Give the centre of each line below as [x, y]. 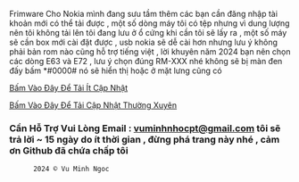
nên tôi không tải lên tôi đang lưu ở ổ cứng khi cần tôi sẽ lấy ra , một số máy [148, 33]
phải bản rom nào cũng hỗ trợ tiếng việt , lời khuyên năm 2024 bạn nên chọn [150, 52]
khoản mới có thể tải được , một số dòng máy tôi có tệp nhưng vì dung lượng [149, 23]
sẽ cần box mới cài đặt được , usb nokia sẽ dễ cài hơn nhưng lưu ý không [144, 42]
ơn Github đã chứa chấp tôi [69, 150]
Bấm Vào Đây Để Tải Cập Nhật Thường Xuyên [93, 105]
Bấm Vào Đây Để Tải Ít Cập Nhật [69, 88]
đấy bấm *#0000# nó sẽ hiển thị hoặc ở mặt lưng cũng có [116, 70]
